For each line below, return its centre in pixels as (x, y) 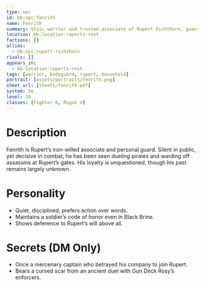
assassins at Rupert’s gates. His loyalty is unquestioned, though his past (97, 162)
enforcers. (28, 277)
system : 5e (20, 91)
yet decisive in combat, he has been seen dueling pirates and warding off (98, 156)
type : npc (19, 12)
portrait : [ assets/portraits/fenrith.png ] (61, 80)
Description (36, 132)
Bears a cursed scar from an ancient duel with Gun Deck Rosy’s (95, 271)
